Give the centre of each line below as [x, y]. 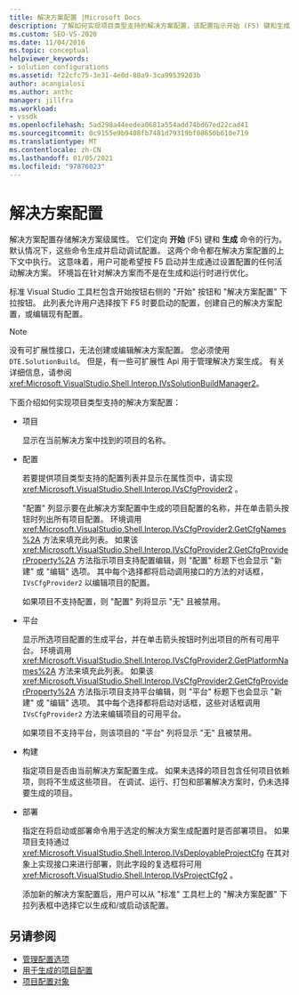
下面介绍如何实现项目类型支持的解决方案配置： [95, 402]
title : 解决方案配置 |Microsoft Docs [75, 17]
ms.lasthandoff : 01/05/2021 [61, 158]
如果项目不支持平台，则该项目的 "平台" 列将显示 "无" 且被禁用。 [139, 733]
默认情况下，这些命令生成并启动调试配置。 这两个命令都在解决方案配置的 [143, 251]
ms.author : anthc [41, 92]
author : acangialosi [48, 84]
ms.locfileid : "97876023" [57, 166]
